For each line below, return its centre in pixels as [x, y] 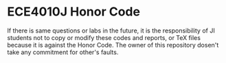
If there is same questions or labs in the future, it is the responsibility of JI [111, 30]
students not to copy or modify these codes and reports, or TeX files [104, 37]
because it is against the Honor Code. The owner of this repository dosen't [113, 45]
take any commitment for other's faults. [63, 52]
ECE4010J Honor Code [74, 12]
